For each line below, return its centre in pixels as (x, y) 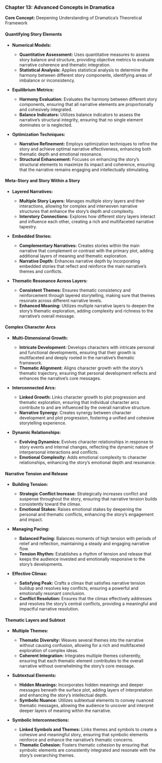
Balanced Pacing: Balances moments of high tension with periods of (88, 538)
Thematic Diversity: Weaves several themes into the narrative (81, 640)
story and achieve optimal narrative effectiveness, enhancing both (85, 149)
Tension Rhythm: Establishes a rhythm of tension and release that (85, 554)
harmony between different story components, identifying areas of (86, 75)
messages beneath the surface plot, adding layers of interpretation (86, 690)
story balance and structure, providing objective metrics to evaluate (87, 59)
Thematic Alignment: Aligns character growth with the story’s (81, 368)
